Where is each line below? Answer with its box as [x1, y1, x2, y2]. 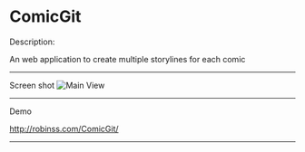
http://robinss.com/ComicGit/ [9, 123, 120, 134]
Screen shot [9, 80, 55, 90]
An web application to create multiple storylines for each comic [9, 53, 246, 64]
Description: [9, 36, 55, 47]
